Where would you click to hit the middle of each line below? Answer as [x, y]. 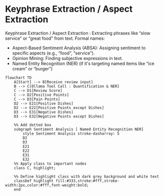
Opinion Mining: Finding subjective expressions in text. [68, 58]
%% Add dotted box [33, 125]
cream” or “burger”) [32, 69]
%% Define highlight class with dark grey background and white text [87, 176]
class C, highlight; [35, 168]
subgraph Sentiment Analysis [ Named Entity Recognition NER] [79, 129]
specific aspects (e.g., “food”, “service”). [53, 53]
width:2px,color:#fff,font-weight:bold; [47, 185]
